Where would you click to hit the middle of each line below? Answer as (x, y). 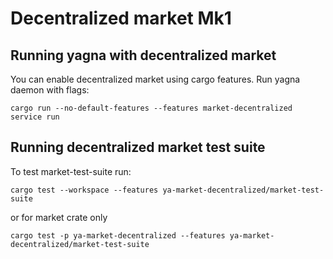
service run (35, 117)
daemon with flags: (50, 90)
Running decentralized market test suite (138, 147)
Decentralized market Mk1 (121, 18)
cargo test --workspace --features (84, 190)
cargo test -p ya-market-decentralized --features (118, 235)
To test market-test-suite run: (71, 171)
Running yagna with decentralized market (143, 55)
